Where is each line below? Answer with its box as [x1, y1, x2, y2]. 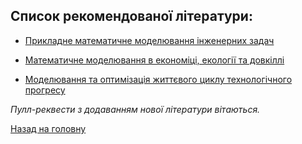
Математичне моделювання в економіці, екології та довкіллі [24, 54, 285, 66]
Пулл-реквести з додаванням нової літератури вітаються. [10, 103, 261, 115]
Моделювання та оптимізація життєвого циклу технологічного [24, 73, 293, 85]
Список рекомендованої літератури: [10, 8, 253, 25]
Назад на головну [10, 122, 87, 134]
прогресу [24, 84, 66, 96]
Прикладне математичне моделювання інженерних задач [24, 34, 275, 46]
